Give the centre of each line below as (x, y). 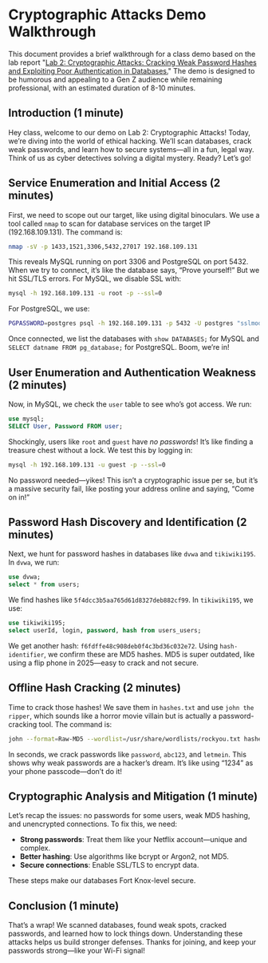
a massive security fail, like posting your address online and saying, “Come (132, 488)
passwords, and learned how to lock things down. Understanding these (126, 933)
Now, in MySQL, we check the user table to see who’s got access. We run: (130, 404)
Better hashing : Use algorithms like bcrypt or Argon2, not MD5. (124, 857)
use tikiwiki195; (37, 623)
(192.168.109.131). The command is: (65, 232)
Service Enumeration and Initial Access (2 (114, 183)
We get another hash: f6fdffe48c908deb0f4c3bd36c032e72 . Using (113, 645)
